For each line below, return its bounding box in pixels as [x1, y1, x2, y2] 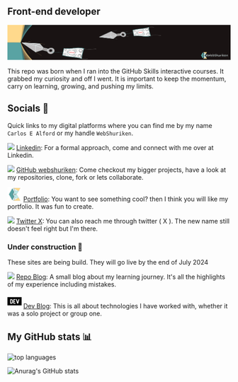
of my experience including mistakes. [7, 280, 117, 289]
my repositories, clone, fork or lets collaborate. [7, 173, 144, 181]
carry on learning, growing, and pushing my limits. [7, 82, 154, 91]
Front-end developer [7, 6, 101, 18]
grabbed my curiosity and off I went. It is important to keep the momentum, [7, 74, 227, 83]
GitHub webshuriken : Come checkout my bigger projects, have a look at [16, 166, 227, 174]
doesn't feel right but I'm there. [7, 224, 98, 233]
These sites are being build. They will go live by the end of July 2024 [7, 258, 209, 267]
